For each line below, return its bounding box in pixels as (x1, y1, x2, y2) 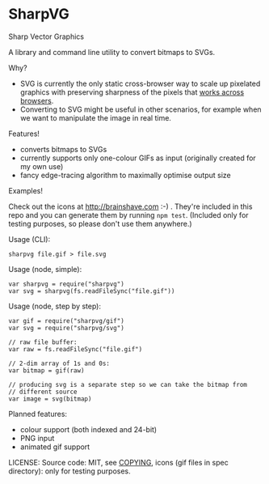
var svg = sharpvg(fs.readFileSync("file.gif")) (8, 287, 175, 295)
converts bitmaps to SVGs (19, 144, 107, 154)
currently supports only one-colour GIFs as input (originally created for (19, 153, 256, 163)
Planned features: (8, 409, 67, 418)
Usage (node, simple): (8, 264, 82, 274)
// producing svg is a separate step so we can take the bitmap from (8, 380, 248, 388)
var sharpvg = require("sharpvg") (8, 280, 125, 288)
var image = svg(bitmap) (8, 394, 92, 403)
